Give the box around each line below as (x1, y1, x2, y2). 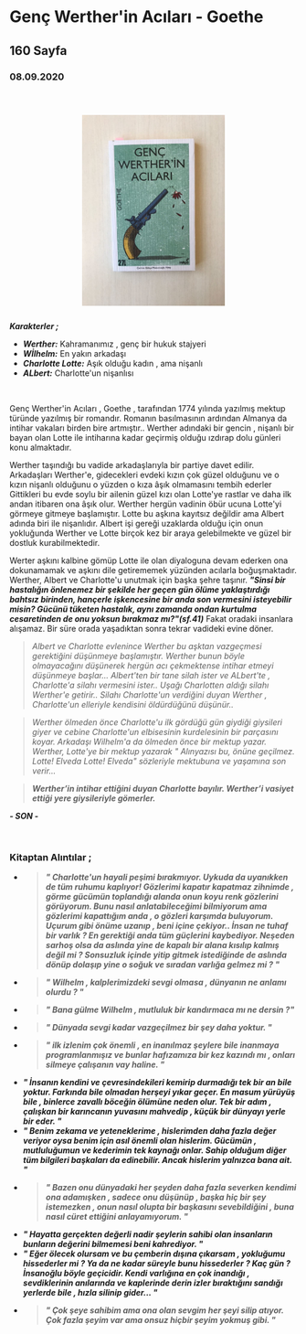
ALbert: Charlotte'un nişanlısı (22, 368, 134, 379)
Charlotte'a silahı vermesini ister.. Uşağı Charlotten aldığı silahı (31, 679, 269, 690)
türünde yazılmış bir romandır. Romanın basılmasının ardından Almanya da (9, 412, 288, 423)
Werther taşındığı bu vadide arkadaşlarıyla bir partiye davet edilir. (9, 459, 255, 470)
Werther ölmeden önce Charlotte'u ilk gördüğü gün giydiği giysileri (31, 716, 283, 728)
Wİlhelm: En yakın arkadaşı (22, 347, 126, 358)
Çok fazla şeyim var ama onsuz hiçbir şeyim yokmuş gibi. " (45, 1314, 276, 1325)
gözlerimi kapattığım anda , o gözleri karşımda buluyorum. (45, 910, 274, 921)
